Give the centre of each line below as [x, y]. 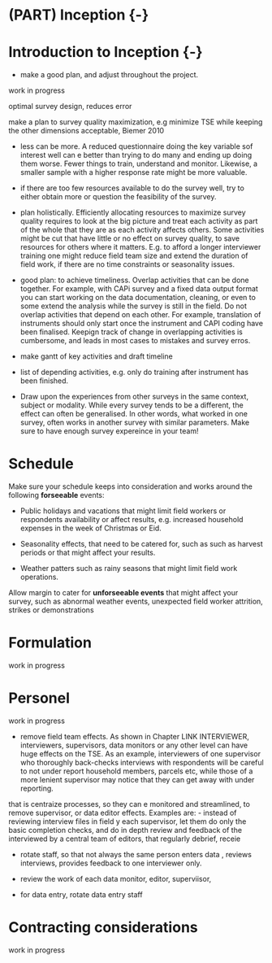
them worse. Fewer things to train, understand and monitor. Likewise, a [139, 163]
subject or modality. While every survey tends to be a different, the [132, 405]
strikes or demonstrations [52, 610]
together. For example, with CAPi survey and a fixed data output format [139, 289]
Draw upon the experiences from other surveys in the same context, [134, 397]
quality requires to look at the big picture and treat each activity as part [139, 221]
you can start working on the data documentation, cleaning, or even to [138, 298]
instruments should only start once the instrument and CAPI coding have [142, 324]
